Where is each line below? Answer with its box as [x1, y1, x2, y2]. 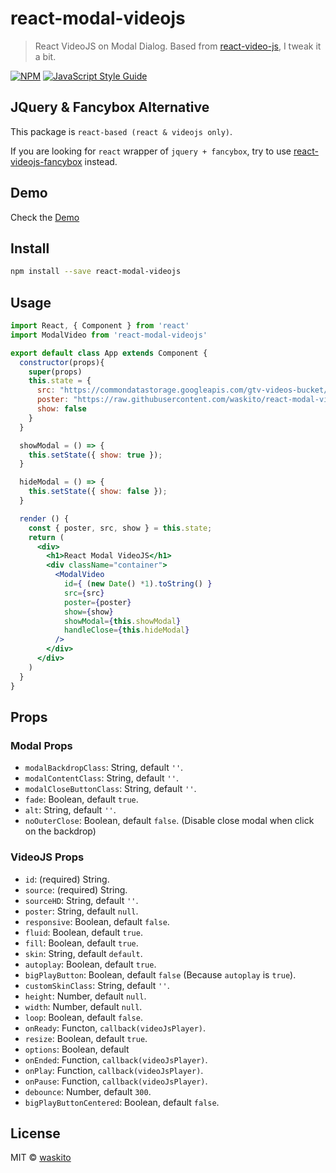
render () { [19, 513, 70, 524]
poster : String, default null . [24, 905, 139, 917]
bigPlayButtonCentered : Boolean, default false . [24, 1096, 220, 1108]
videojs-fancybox [10, 155, 83, 167]
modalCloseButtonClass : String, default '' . [24, 783, 197, 795]
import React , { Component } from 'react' [10, 321, 190, 331]
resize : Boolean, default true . [24, 1032, 148, 1044]
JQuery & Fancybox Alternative [10, 99, 210, 116]
